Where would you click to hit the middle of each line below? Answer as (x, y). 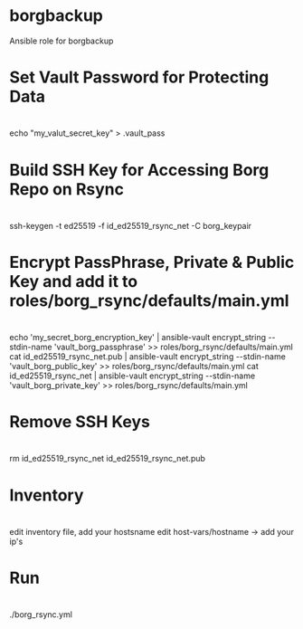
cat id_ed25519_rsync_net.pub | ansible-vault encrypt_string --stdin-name (148, 357)
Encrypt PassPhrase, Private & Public (152, 262)
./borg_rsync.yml (41, 615)
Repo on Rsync (67, 189)
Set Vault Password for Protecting (139, 77)
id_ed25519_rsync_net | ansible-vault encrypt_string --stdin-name (133, 376)
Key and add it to (74, 281)
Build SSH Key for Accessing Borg (139, 170)
